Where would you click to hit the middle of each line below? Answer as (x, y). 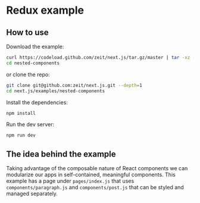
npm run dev (21, 135)
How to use (27, 32)
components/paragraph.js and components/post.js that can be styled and (95, 188)
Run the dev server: (30, 124)
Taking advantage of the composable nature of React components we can (97, 168)
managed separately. (32, 193)
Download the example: (35, 46)
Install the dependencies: (37, 102)
